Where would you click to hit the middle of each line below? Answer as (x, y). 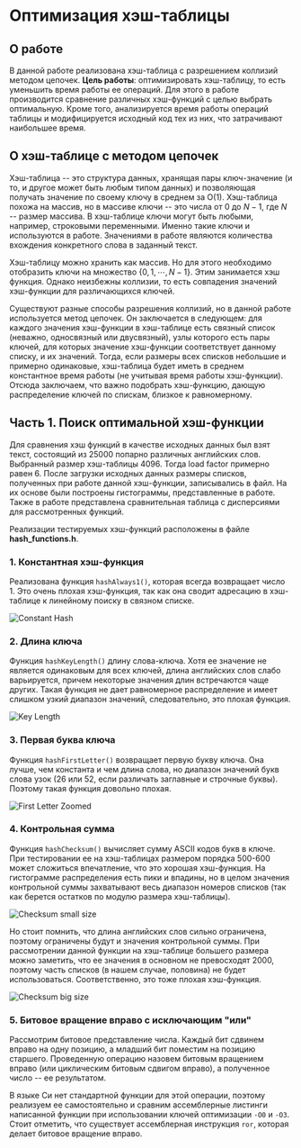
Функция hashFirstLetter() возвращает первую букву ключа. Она (137, 759)
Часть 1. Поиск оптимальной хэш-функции (137, 423)
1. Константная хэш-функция (76, 562)
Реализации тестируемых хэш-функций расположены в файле (129, 529)
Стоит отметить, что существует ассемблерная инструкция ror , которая (149, 1124)
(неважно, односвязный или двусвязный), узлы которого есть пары (140, 337)
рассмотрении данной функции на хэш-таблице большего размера (139, 950)
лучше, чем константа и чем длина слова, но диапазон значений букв (145, 769)
